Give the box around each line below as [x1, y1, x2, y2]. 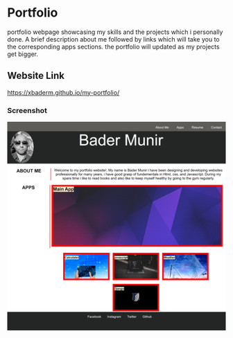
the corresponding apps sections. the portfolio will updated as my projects [7, 42, 220, 51]
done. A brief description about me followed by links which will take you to [7, 35, 220, 43]
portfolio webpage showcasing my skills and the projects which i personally [7, 28, 223, 36]
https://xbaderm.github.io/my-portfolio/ [7, 88, 120, 96]
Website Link [7, 70, 64, 82]
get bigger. [7, 50, 38, 58]
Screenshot [7, 105, 47, 115]
